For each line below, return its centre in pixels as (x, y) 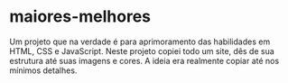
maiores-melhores (80, 17)
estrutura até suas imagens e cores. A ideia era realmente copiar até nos (144, 60)
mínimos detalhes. (43, 70)
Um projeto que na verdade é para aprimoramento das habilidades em (140, 41)
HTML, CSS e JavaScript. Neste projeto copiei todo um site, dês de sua (142, 51)
